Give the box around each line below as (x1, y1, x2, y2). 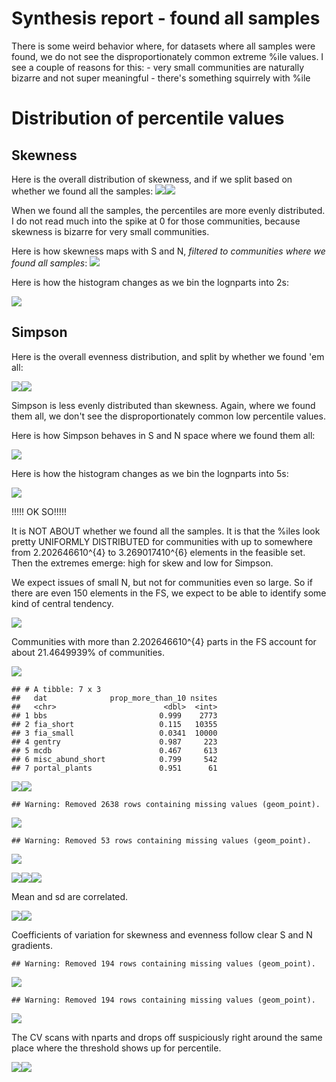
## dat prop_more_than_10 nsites (11, 693, 218, 703)
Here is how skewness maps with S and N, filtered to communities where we (11, 245, 326, 257)
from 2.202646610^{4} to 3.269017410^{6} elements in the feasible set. (11, 546, 306, 558)
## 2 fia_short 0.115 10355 (11, 719, 218, 729)
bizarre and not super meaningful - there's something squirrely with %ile (11, 72, 311, 84)
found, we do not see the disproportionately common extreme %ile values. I (11, 50, 324, 62)
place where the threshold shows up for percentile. (11, 1042, 222, 1054)
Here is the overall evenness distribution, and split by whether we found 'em (11, 350, 325, 362)
